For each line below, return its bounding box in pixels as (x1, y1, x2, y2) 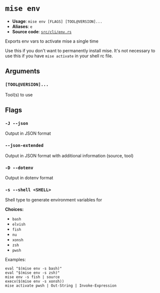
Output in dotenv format (5, 174, 54, 180)
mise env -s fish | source (5, 275, 60, 280)
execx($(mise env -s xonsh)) (5, 279, 64, 284)
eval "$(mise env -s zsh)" (5, 270, 60, 275)
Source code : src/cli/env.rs (12, 28, 72, 34)
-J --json (5, 121, 28, 126)
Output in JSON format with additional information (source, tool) (5, 152, 134, 158)
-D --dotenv (5, 165, 34, 171)
